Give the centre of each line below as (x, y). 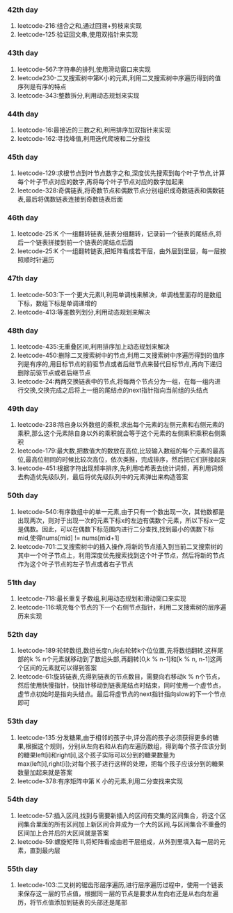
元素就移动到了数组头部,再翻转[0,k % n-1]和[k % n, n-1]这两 (137, 659)
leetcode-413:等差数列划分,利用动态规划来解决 (84, 312)
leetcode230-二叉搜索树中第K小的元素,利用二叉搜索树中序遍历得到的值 (119, 77)
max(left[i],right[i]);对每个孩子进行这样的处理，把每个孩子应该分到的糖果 (121, 763)
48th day (23, 331)
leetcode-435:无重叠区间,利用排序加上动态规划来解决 (94, 347)
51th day (22, 582)
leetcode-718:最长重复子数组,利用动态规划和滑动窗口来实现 (102, 598)
